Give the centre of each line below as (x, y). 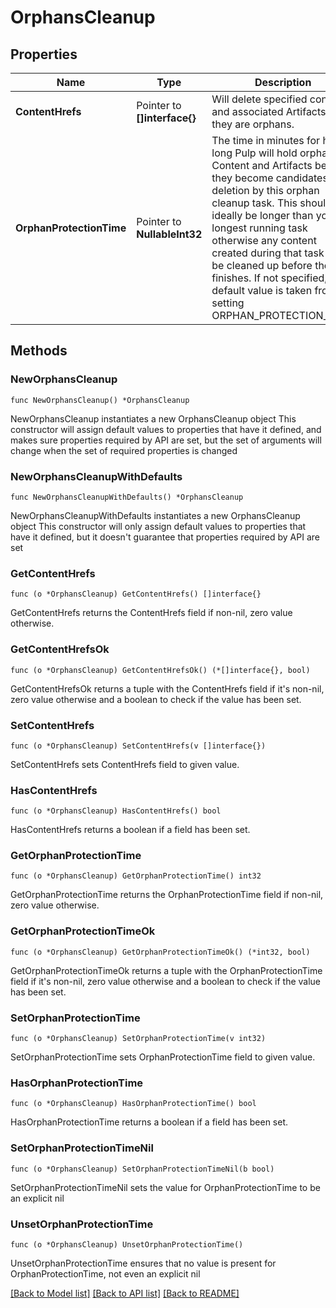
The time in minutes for (266, 140)
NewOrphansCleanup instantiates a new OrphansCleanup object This (153, 418)
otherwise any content (264, 240)
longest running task (259, 228)
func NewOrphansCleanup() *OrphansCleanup (100, 400)
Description (283, 82)
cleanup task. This (254, 203)
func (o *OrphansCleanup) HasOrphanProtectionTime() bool (133, 1104)
